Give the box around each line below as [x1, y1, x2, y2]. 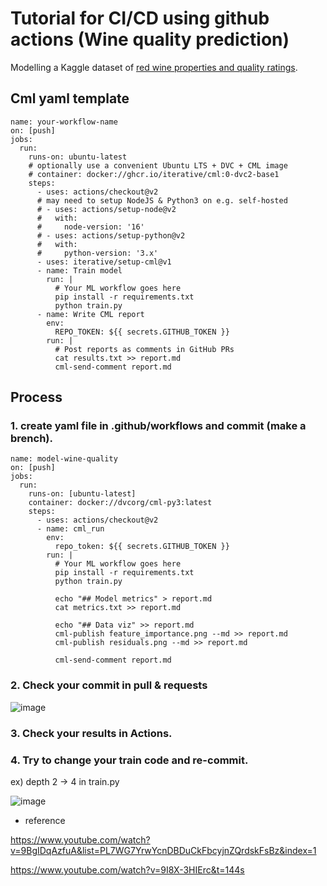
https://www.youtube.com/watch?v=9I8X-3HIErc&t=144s [10, 863, 245, 876]
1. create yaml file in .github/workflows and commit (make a [10, 419, 307, 433]
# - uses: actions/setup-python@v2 [36, 230, 186, 241]
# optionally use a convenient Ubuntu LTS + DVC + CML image [28, 160, 288, 171]
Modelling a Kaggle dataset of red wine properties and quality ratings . [10, 61, 298, 73]
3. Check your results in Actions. [10, 726, 173, 740]
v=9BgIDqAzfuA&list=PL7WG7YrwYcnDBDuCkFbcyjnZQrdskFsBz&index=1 [10, 844, 317, 856]
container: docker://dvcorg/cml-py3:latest [28, 498, 213, 508]
